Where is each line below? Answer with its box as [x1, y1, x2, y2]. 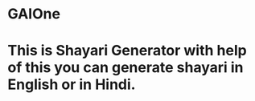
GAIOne [7, 5, 61, 23]
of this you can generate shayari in [7, 59, 244, 77]
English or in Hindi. [7, 75, 136, 94]
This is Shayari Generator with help [7, 42, 247, 60]
